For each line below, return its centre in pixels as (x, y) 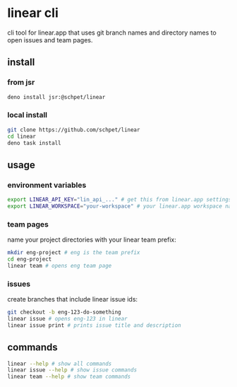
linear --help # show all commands (60, 364)
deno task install (34, 143)
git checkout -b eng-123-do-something (64, 312)
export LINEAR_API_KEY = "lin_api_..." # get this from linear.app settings (120, 200)
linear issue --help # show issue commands (72, 370)
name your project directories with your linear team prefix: (92, 240)
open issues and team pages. (50, 40)
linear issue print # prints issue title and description (94, 325)
